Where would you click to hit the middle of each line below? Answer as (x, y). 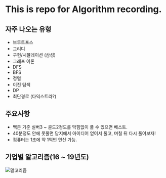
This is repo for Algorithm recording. (84, 9)
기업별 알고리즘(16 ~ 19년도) (47, 157)
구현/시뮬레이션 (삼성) (34, 55)
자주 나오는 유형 (28, 29)
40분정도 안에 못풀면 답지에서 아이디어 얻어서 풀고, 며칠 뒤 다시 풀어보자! (84, 133)
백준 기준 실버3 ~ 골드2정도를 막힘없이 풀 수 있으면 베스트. (70, 127)
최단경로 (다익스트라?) (34, 96)
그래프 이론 (24, 61)
